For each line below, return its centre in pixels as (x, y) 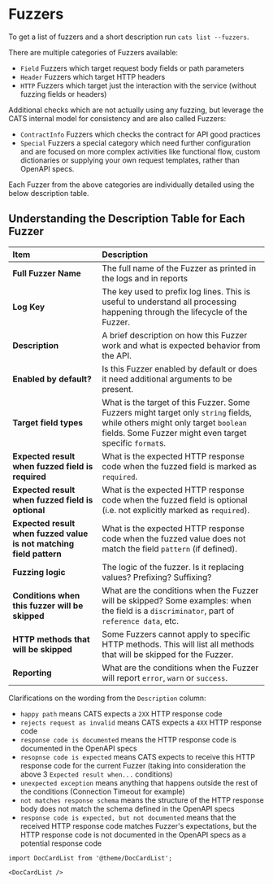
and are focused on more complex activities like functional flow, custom (140, 151)
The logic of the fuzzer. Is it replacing (173, 567)
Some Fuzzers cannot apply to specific (175, 634)
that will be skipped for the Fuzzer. (167, 654)
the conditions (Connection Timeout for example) (102, 791)
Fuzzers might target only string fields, (176, 412)
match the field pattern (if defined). (169, 548)
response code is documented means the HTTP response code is (128, 739)
